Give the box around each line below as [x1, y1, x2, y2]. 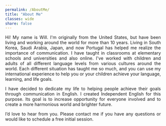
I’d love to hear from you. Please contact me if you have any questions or [5, 111, 161, 117]
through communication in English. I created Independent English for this [5, 91, 161, 97]
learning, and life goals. [5, 76, 53, 82]
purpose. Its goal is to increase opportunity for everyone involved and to [5, 96, 161, 102]
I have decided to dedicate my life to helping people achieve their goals [5, 86, 161, 92]
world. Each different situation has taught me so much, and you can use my [5, 66, 161, 72]
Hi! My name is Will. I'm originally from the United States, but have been [5, 34, 161, 40]
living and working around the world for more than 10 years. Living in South [5, 40, 161, 46]
